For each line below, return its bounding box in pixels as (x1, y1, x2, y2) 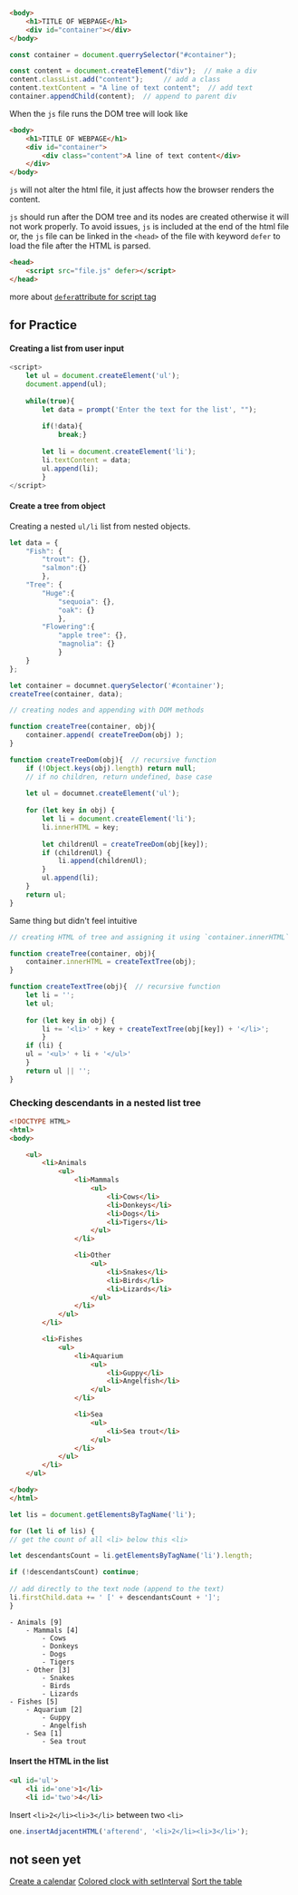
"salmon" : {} (42, 563, 88, 573)
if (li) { (25, 1041, 63, 1051)
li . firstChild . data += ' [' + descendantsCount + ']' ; (9, 1592, 221, 1602)
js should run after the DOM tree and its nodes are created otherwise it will (9, 211, 290, 222)
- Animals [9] (9, 1618, 63, 1627)
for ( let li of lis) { (9, 1526, 95, 1536)
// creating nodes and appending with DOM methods (9, 705, 205, 715)
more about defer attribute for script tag (9, 291, 157, 302)
